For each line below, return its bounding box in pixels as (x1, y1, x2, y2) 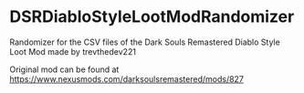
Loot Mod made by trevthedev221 (9, 46, 137, 57)
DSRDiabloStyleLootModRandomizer (9, 6, 295, 27)
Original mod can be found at (9, 64, 120, 75)
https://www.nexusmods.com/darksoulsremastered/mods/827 (9, 73, 245, 84)
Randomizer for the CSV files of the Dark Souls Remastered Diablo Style (9, 36, 280, 47)
